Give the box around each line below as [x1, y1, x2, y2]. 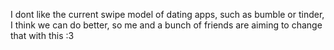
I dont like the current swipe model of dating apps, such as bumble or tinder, [10, 9, 325, 20]
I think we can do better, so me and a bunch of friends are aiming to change [10, 19, 323, 31]
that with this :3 [10, 30, 75, 41]
